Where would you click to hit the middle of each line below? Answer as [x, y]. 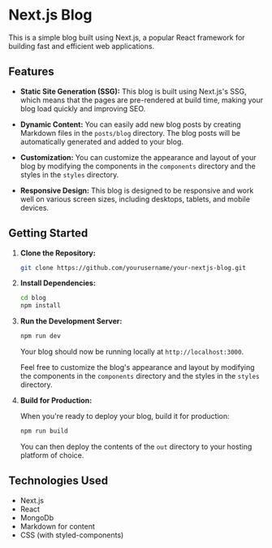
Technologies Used [58, 481]
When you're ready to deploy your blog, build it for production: [125, 416]
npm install [40, 306]
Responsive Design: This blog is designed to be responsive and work [137, 190]
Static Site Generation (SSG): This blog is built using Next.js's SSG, [133, 91]
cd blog [33, 298]
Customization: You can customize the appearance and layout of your [138, 157]
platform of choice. [52, 455]
